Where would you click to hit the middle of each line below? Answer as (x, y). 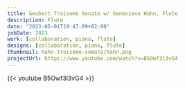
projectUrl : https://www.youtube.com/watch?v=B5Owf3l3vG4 (92, 59)
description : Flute (35, 20)
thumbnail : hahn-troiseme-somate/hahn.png (69, 52)
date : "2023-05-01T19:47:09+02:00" (59, 26)
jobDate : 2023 (28, 33)
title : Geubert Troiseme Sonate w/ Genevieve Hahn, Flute (92, 13)
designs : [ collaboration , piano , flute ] (67, 46)
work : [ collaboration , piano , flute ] (62, 39)
